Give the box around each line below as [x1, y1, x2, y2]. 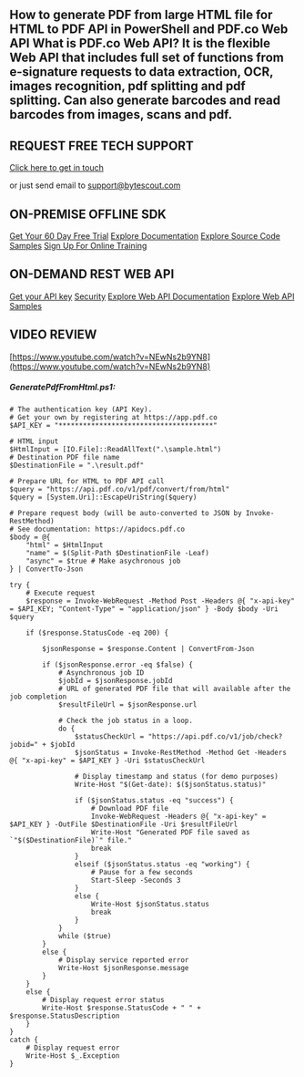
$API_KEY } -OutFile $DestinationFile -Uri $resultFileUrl [9, 820, 238, 829]
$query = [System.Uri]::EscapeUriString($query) [9, 492, 198, 502]
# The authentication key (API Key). [9, 405, 153, 414]
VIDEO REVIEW [9, 327, 97, 343]
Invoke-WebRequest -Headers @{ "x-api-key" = [90, 812, 267, 821]
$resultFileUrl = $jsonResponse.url [57, 699, 198, 709]
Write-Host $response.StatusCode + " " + [42, 1003, 202, 1012]
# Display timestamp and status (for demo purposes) [74, 772, 279, 781]
